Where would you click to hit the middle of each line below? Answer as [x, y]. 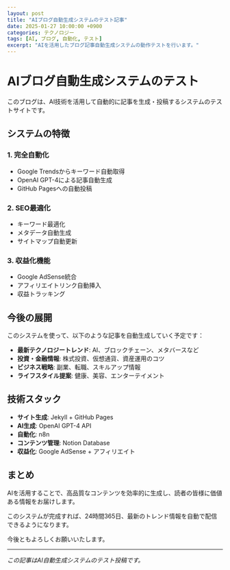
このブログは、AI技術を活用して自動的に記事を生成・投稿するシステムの [109, 101]
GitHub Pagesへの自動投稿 [54, 188]
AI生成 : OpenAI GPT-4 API [54, 425]
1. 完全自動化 [28, 155]
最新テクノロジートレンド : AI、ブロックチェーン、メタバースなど [108, 350]
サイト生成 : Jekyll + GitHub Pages [65, 417]
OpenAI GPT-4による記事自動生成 [65, 179]
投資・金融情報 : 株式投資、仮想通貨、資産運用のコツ [91, 359]
